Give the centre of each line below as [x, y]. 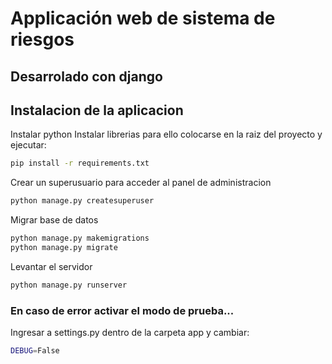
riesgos [42, 39]
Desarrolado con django [86, 76]
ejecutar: [28, 145]
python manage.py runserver [69, 285]
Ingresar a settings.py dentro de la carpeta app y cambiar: [130, 333]
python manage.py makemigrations [80, 238]
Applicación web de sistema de [143, 18]
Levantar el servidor [51, 266]
